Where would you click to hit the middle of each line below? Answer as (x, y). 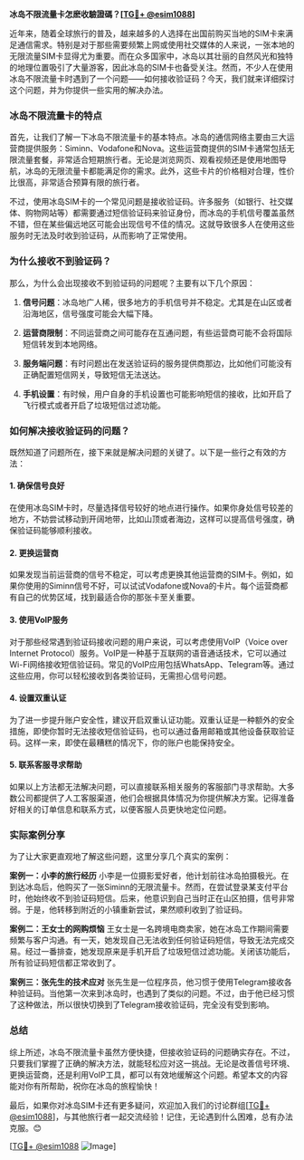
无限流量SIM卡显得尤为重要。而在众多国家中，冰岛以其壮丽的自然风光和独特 (152, 56)
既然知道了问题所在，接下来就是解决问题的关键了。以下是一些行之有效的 (144, 452)
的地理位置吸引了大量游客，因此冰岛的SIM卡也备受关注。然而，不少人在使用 (152, 67)
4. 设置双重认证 (38, 698)
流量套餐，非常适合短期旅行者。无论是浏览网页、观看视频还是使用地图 (147, 160)
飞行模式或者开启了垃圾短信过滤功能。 (94, 405)
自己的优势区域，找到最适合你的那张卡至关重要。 (108, 598)
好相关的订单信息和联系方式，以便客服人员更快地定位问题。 (120, 809)
